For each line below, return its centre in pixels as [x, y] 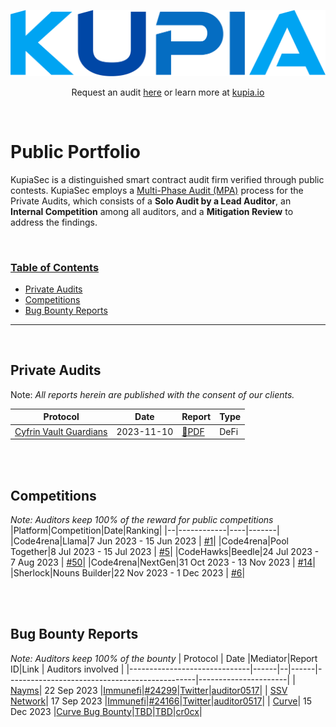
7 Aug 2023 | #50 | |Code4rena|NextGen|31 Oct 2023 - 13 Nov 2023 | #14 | [163, 562]
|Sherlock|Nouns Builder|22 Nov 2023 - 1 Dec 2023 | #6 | [128, 572]
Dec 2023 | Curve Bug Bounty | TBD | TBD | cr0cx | [106, 711]
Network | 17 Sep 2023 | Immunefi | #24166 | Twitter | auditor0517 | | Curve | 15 [161, 701]
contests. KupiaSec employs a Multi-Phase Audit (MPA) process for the [157, 190]
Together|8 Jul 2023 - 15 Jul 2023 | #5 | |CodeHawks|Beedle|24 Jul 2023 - [165, 551]
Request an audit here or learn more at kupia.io [168, 92]
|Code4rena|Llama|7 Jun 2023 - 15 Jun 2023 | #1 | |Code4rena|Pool [149, 541]
